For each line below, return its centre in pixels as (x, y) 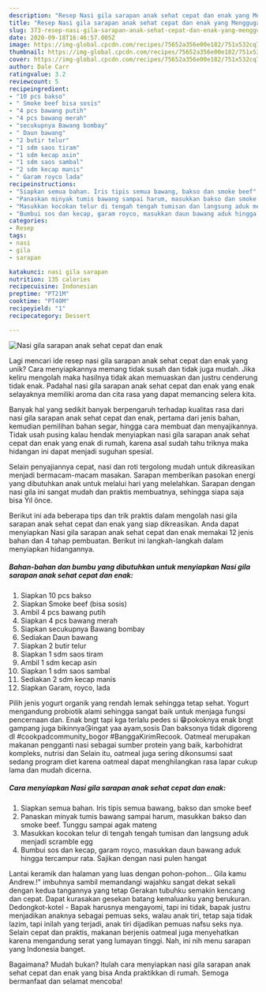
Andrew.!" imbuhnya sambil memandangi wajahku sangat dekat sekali (122, 882)
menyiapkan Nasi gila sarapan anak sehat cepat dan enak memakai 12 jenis (131, 532)
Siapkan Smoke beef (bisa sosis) (73, 604)
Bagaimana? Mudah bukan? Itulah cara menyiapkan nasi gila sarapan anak (130, 964)
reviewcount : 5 (34, 81)
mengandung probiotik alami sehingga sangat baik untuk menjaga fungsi (127, 711)
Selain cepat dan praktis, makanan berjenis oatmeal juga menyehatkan (124, 932)
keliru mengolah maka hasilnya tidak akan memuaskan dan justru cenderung (133, 377)
